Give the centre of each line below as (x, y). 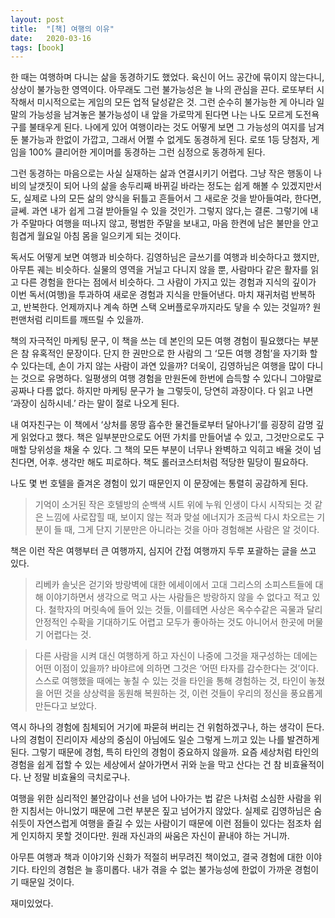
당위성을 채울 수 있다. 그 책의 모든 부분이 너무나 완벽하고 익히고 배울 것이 (170, 450)
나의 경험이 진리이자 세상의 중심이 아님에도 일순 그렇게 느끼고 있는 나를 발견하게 (165, 740)
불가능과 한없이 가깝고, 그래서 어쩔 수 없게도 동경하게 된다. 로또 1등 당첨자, (165, 140)
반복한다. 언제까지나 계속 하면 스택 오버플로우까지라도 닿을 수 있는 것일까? (167, 307)
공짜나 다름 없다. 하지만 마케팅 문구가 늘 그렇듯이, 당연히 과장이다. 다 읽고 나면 (162, 391)
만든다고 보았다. (65, 706)
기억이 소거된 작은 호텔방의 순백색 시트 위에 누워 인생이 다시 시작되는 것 (173, 505)
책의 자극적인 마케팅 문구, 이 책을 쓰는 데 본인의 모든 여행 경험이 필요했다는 (155, 341)
